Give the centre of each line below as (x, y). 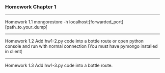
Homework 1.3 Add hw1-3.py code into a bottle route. (59, 65)
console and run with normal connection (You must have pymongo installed (82, 46)
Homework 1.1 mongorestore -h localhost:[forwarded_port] (64, 22)
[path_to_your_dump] (26, 27)
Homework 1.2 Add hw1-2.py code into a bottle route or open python (74, 41)
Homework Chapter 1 (31, 7)
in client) (14, 52)
